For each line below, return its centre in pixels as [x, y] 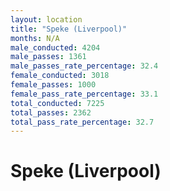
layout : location [46, 19]
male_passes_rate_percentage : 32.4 [84, 66]
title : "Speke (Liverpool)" [69, 29]
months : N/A [35, 38]
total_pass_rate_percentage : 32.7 [82, 122]
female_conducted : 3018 [60, 76]
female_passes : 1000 [53, 85]
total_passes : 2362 [51, 112]
